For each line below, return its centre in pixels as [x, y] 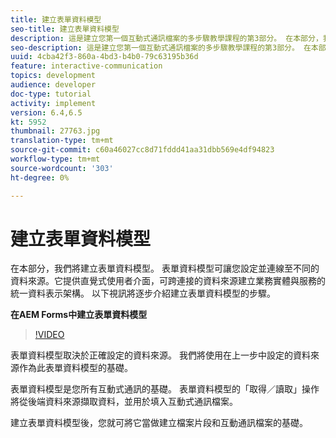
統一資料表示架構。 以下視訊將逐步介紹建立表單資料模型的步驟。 [143, 293]
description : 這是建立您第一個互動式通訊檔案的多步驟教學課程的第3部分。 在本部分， [166, 38]
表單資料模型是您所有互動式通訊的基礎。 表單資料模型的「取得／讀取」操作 [165, 389]
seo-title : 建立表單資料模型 [65, 29]
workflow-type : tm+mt [55, 159]
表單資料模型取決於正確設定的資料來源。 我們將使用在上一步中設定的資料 [160, 355]
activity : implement [53, 103]
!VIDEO [49, 335]
